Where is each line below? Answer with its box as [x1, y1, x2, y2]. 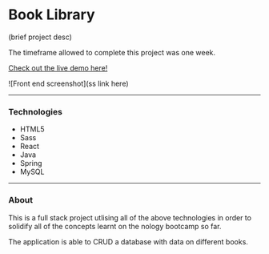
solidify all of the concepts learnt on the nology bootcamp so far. [8, 221, 222, 231]
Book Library [8, 6, 95, 24]
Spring [19, 159, 42, 168]
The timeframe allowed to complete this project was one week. [8, 47, 216, 57]
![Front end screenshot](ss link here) [8, 79, 130, 88]
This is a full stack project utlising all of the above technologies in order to [8, 212, 252, 222]
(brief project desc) [8, 32, 72, 42]
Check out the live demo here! [8, 62, 108, 73]
